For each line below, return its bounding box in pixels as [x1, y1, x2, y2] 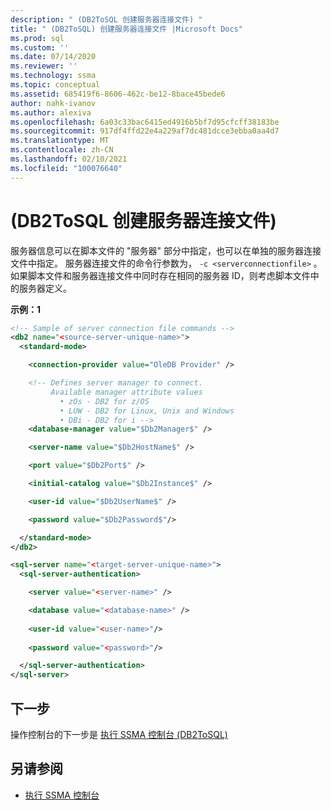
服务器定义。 [18, 282, 72, 294]
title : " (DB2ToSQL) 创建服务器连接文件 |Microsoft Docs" [10, 24, 243, 34]
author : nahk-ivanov [10, 98, 97, 108]
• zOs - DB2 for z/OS [59, 396, 150, 406]
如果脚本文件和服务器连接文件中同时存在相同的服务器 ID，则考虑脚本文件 [10, 269, 311, 281]
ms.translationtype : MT [10, 136, 110, 146]
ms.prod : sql [10, 33, 65, 43]
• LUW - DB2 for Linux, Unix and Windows [59, 406, 235, 416]
